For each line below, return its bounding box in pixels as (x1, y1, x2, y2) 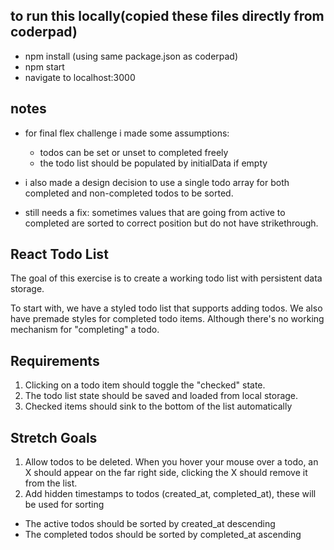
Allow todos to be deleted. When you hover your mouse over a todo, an (24, 456, 319, 468)
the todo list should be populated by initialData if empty (39, 157, 268, 169)
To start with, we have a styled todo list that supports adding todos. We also (10, 302, 323, 314)
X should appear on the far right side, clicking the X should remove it (24, 467, 308, 479)
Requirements (10, 352, 100, 369)
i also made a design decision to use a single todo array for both (24, 176, 290, 188)
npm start (24, 60, 65, 73)
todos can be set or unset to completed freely (39, 146, 229, 158)
